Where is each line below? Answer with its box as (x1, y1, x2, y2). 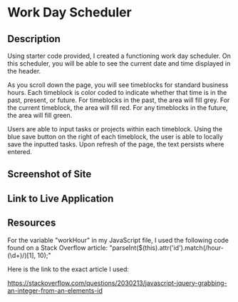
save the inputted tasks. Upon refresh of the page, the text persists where (7, 140, 224, 149)
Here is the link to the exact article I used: (7, 265, 130, 273)
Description (7, 33, 61, 45)
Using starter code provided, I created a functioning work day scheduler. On (7, 51, 232, 60)
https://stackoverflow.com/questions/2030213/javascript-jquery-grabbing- (7, 278, 227, 287)
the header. (7, 67, 41, 75)
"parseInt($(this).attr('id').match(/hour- (109, 243, 224, 252)
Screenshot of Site (7, 168, 92, 181)
